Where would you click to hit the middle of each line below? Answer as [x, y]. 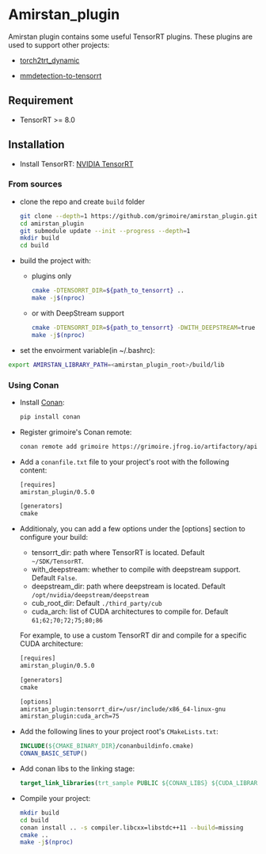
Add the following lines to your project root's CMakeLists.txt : [119, 732]
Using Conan [34, 385]
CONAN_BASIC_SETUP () [53, 754]
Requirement [41, 101]
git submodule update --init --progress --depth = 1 [105, 231]
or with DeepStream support [78, 313]
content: [33, 470]
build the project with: [55, 261]
